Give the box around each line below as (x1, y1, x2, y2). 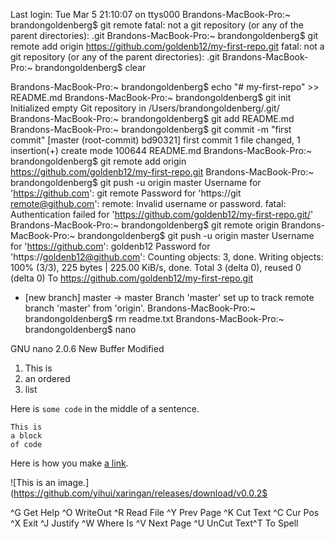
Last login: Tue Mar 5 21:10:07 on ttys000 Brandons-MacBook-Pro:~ (10, 9, 292, 20)
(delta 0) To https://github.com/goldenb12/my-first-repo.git (10, 272, 254, 284)
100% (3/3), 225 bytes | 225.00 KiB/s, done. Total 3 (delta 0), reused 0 (10, 262, 302, 273)
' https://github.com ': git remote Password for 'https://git (10, 187, 242, 199)
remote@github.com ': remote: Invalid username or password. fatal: (10, 198, 287, 209)
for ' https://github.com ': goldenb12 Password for (10, 240, 211, 252)
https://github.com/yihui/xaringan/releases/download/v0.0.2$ (13, 487, 268, 499)
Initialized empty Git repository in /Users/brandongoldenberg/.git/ (10, 102, 280, 114)
